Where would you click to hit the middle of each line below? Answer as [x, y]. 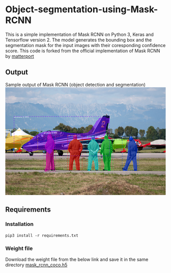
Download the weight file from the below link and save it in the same [77, 260]
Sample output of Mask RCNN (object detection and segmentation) [76, 84]
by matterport [20, 56]
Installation [20, 224]
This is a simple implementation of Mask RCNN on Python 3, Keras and [80, 34]
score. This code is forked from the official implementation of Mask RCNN [83, 51]
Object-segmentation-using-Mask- [82, 9]
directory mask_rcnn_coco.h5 [36, 265]
